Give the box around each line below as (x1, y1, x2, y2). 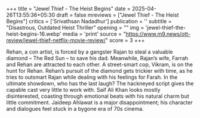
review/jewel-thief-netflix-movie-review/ (6, 37, 106, 44)
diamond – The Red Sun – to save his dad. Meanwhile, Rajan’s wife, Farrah (6, 55, 189, 61)
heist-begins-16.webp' (6, 30, 61, 38)
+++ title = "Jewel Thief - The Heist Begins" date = (6, 5, 131, 12)
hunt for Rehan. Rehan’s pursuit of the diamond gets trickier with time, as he (6, 67, 193, 74)
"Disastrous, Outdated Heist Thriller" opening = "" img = (6, 24, 144, 31)
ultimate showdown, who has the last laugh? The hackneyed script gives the (6, 80, 194, 87)
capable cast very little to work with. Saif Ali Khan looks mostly (6, 86, 161, 93)
